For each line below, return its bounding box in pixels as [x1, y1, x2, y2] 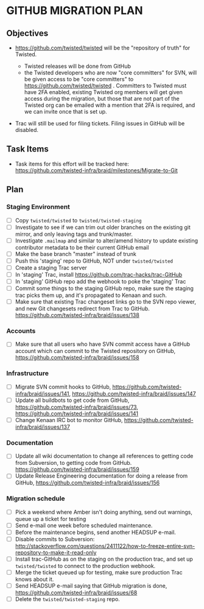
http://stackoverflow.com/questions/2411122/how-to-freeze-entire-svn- [15, 542, 195, 550]
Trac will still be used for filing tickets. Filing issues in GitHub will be [15, 120, 185, 127]
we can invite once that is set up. [24, 108, 108, 115]
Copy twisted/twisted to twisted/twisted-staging [15, 216, 142, 224]
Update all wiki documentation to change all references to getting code [15, 453, 194, 460]
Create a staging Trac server [15, 264, 87, 271]
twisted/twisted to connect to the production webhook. [15, 563, 156, 569]
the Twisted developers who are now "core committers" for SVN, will [24, 69, 197, 76]
